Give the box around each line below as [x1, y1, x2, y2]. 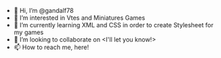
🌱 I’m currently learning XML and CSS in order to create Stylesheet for [13, 21, 214, 29]
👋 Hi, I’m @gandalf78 [13, 7, 74, 14]
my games [13, 28, 44, 36]
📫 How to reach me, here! [13, 43, 90, 51]
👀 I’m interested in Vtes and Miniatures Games [13, 14, 146, 22]
